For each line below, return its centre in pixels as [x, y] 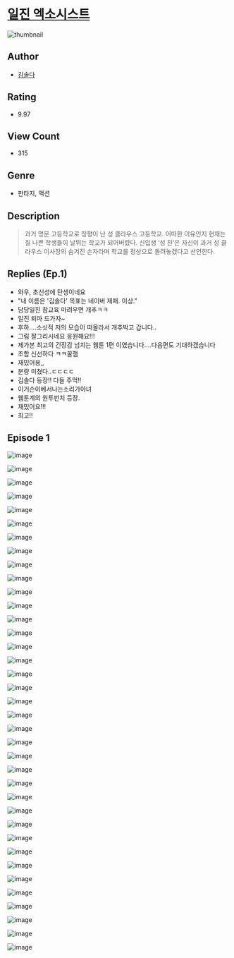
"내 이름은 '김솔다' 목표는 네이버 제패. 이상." [77, 301]
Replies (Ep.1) [37, 274]
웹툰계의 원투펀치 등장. [49, 398]
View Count [33, 136]
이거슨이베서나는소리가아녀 [55, 389]
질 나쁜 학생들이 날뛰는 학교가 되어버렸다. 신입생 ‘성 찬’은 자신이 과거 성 [122, 243]
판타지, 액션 [34, 193]
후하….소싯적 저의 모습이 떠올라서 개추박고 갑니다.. [87, 327]
